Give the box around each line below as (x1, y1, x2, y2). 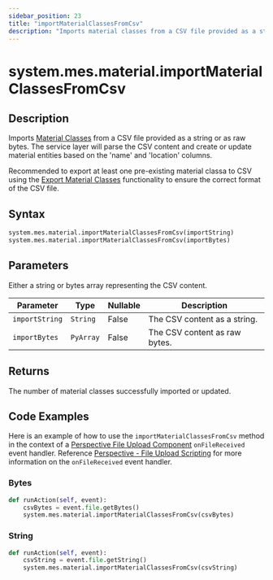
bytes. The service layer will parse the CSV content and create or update (8, 142, 252, 151)
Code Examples (8, 409, 89, 423)
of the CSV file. (8, 184, 59, 194)
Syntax (8, 207, 45, 220)
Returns (8, 364, 50, 378)
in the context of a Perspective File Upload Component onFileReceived (8, 440, 245, 450)
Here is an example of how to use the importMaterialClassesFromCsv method (8, 431, 265, 441)
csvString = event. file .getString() (23, 556, 148, 565)
